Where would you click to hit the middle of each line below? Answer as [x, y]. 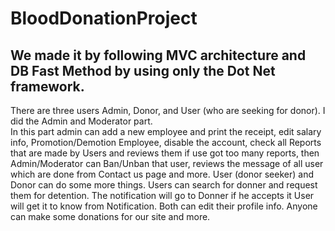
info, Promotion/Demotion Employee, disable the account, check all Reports [166, 142]
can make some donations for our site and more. [110, 216]
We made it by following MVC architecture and [158, 55]
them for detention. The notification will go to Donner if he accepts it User [162, 195]
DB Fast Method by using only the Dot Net [143, 70]
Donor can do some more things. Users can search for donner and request [164, 185]
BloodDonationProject [104, 18]
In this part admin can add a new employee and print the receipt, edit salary [166, 131]
